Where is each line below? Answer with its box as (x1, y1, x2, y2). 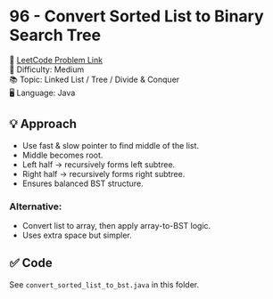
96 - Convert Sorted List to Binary (9, 6, 265, 27)
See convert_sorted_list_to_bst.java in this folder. (9, 279, 200, 290)
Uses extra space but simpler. (21, 230, 132, 241)
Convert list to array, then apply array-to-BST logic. (21, 221, 211, 231)
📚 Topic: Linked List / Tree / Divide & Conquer (9, 74, 180, 85)
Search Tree (9, 25, 101, 45)
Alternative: (9, 200, 62, 213)
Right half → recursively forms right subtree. (21, 168, 186, 179)
